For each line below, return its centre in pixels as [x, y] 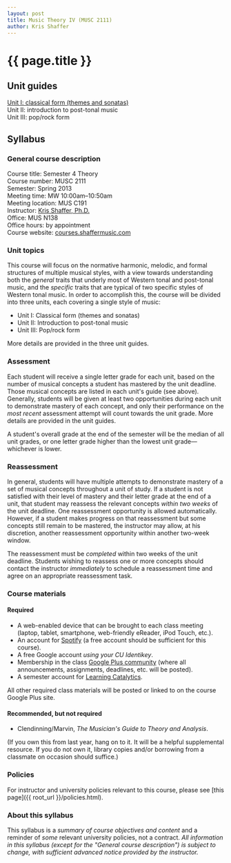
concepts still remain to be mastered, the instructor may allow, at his [104, 525]
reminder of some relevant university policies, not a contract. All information [115, 837]
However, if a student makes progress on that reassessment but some [107, 518]
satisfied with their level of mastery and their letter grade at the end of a [109, 496]
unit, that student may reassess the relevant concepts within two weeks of [113, 503]
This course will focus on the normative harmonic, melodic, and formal [108, 265]
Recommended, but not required [54, 713]
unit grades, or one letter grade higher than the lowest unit [90, 441]
